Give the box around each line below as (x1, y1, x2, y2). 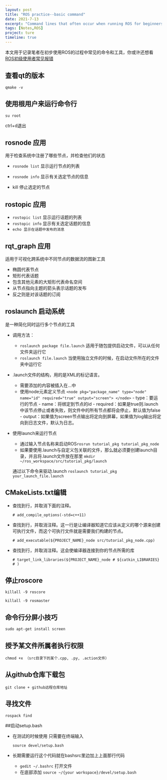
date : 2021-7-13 (5, 16, 39, 21)
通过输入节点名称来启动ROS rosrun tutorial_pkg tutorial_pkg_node (19, 440, 160, 446)
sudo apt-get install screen (5, 627, 66, 632)
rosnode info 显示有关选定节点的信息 (12, 173, 88, 179)
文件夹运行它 (19, 348, 46, 354)
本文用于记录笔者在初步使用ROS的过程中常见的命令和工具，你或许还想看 (5, 49, 154, 55)
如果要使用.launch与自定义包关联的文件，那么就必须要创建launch (19, 447, 153, 453)
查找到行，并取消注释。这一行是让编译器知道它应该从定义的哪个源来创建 (12, 521, 161, 527)
